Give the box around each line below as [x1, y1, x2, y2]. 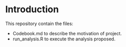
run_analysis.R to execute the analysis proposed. [12, 36, 116, 42]
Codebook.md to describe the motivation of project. [12, 30, 122, 36]
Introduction [5, 4, 59, 15]
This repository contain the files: [5, 20, 73, 27]
